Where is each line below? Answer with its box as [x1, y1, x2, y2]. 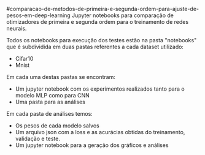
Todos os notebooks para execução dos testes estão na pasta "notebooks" [6, 37, 197, 43]
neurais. [6, 25, 27, 32]
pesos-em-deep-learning [6, 12, 71, 19]
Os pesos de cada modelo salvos [15, 122, 99, 129]
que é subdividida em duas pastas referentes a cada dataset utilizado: [6, 43, 184, 50]
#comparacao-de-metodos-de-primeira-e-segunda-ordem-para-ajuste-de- [6, 6, 199, 12]
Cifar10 [15, 55, 34, 62]
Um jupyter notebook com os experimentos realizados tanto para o [15, 85, 185, 93]
